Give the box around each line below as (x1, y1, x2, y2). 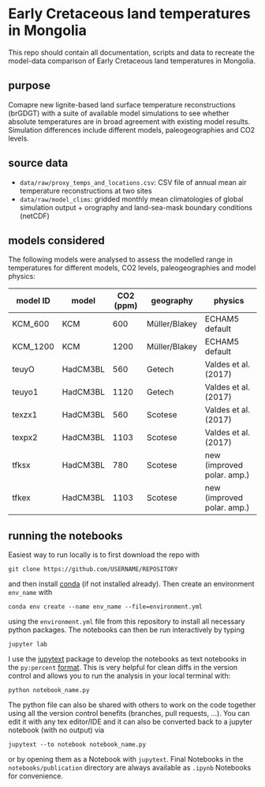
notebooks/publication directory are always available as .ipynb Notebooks (8, 763, 252, 773)
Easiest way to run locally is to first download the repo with (8, 550, 200, 559)
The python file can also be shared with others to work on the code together (8, 700, 256, 710)
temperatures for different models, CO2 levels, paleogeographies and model (8, 263, 256, 273)
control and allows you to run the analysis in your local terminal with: (8, 671, 231, 680)
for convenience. (8, 771, 63, 781)
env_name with (8, 588, 53, 597)
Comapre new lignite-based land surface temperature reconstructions (8, 100, 236, 109)
